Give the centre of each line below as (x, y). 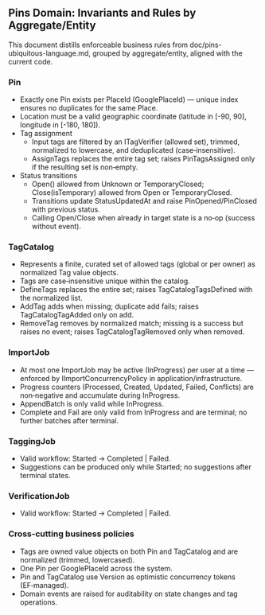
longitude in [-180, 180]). (60, 125)
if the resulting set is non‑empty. (85, 167)
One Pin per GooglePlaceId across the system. (96, 568)
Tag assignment (46, 134)
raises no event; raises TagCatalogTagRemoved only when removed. (132, 332)
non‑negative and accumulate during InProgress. (100, 395)
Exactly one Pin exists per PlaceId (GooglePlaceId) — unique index (129, 99)
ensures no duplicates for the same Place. (89, 108)
